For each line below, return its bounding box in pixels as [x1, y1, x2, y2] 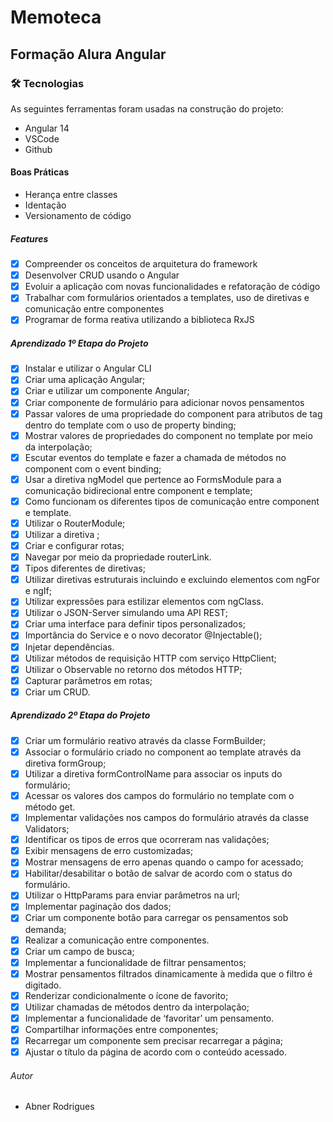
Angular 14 [24, 122, 70, 134]
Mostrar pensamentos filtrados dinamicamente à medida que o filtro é [24, 967, 313, 980]
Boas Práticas [10, 166, 70, 178]
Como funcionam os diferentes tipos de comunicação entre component [24, 495, 320, 507]
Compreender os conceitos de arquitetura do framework [24, 258, 258, 270]
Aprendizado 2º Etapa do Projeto [10, 709, 151, 721]
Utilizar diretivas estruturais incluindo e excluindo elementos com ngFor [24, 574, 321, 586]
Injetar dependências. [24, 641, 115, 653]
